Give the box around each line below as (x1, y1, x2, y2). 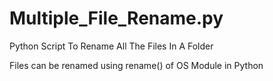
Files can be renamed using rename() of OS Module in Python (9, 59, 264, 71)
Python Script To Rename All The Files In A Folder (9, 40, 214, 52)
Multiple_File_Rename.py (9, 7, 224, 30)
